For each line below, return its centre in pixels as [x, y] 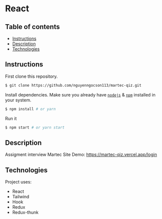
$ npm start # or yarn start [35, 127]
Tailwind [21, 197]
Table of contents [32, 27]
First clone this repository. [31, 76]
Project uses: [18, 182]
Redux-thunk [25, 213]
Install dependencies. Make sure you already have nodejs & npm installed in [80, 94]
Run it [11, 118]
